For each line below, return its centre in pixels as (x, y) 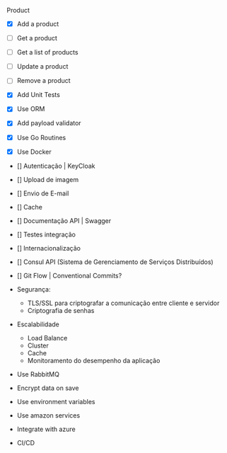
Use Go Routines (41, 137)
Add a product (38, 24)
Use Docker (34, 151)
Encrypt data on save (48, 388)
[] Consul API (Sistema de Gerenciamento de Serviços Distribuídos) (115, 262)
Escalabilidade (38, 324)
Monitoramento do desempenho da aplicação (94, 360)
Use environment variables (56, 401)
